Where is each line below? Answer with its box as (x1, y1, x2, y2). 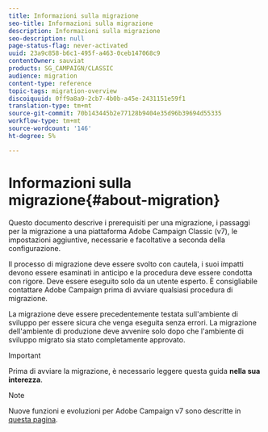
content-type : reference (8, 79, 92, 87)
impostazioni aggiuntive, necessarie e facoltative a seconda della (8, 235, 226, 245)
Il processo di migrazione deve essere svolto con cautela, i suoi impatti (8, 259, 244, 269)
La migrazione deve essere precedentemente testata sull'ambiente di (8, 308, 238, 319)
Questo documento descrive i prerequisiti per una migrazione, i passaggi (8, 217, 250, 227)
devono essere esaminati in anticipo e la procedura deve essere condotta (8, 267, 253, 277)
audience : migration (8, 72, 78, 80)
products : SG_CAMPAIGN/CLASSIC (8, 65, 114, 73)
